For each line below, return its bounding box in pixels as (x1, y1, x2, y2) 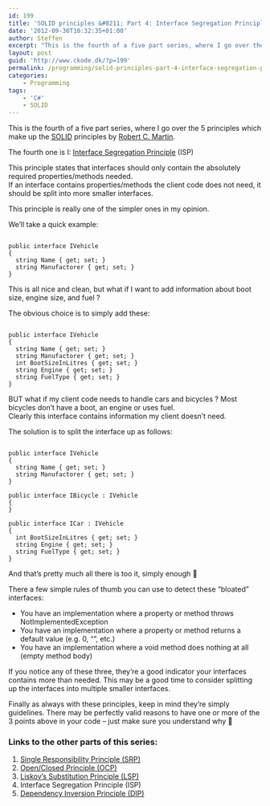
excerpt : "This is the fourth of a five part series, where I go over (8, 42, 250, 50)
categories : (8, 71, 48, 79)
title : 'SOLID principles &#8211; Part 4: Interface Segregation (8, 19, 231, 27)
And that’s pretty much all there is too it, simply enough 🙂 (8, 569, 198, 579)
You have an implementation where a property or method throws (19, 609, 235, 618)
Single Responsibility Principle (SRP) (19, 755, 141, 764)
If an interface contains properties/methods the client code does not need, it (8, 180, 261, 189)
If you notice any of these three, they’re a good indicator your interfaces (8, 667, 247, 677)
